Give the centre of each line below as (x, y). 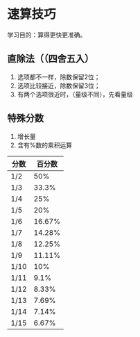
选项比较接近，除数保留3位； (59, 85)
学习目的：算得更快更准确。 (47, 35)
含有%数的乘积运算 (45, 145)
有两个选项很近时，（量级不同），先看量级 (75, 94)
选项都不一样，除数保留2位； (59, 76)
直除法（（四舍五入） (51, 59)
